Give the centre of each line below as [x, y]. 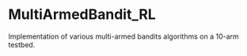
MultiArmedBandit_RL [82, 15]
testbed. [22, 44]
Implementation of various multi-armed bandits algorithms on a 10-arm [123, 36]
